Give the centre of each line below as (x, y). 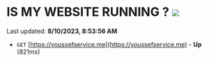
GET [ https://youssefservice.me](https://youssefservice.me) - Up (109, 44)
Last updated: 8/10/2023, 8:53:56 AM (62, 31)
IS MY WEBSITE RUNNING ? (88, 12)
